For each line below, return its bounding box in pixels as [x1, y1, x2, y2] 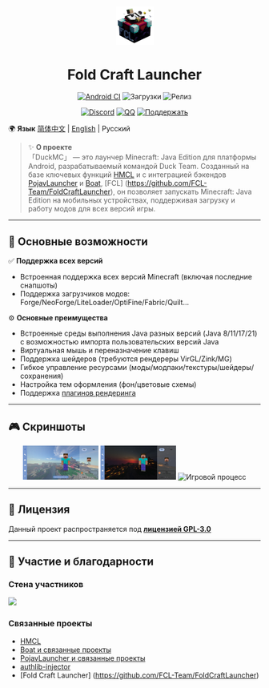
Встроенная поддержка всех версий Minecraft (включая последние [19, 272, 252, 282]
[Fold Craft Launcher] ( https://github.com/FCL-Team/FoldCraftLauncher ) [19, 670, 259, 680]
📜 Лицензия [8, 503, 70, 517]
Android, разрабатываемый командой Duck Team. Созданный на [27, 162, 250, 171]
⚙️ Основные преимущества [8, 313, 108, 323]
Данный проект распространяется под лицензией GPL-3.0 [8, 524, 212, 533]
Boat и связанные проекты [19, 645, 112, 654]
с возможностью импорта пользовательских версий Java [19, 337, 219, 347]
